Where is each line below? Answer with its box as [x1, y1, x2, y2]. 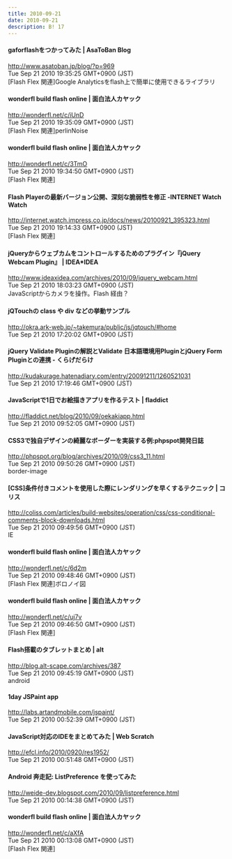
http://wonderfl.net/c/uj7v [8, 612, 82, 621]
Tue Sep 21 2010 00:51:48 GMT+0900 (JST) [8, 756, 134, 764]
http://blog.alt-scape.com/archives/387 [8, 661, 121, 670]
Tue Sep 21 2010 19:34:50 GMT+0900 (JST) [8, 167, 134, 175]
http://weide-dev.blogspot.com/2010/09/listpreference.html [8, 788, 180, 797]
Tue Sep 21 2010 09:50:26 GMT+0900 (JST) [8, 460, 135, 468]
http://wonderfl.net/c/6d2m [8, 564, 86, 572]
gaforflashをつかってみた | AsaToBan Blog [8, 45, 132, 54]
